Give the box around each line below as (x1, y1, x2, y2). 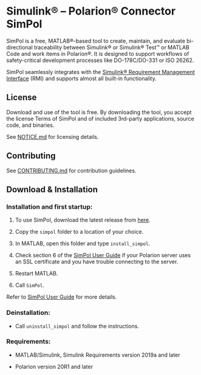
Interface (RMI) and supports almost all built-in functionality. (6, 75, 157, 82)
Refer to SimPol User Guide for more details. (6, 293, 117, 301)
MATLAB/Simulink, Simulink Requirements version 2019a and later (15, 351, 180, 359)
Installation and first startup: (6, 202, 93, 211)
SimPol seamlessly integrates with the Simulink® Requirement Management (6, 68, 196, 75)
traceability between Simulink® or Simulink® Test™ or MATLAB (33, 44, 190, 51)
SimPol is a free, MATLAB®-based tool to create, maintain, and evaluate (6, 37, 185, 44)
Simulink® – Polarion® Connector (6, 4, 176, 18)
